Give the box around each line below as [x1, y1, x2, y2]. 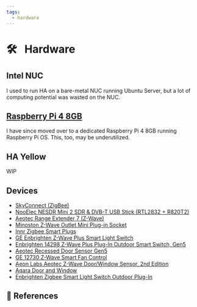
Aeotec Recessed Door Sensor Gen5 [15, 247, 108, 254]
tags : [6, 9, 20, 15]
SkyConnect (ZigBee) [15, 201, 70, 209]
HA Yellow [6, 151, 46, 162]
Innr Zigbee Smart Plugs [15, 227, 76, 235]
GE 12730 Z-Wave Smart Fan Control [15, 253, 107, 261]
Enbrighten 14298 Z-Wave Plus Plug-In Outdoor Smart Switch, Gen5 [15, 240, 186, 248]
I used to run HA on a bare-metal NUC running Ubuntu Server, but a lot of [6, 87, 191, 94]
